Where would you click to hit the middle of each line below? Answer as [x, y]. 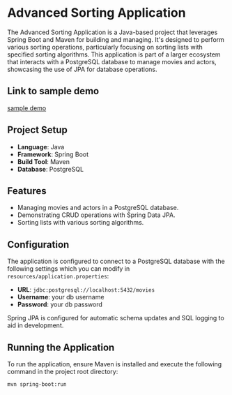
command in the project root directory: [63, 372]
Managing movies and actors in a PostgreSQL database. [98, 208]
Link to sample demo [53, 91]
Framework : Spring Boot [53, 154]
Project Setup [38, 130]
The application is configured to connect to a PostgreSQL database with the [116, 261]
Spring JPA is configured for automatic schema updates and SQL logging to [116, 318]
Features [27, 191]
